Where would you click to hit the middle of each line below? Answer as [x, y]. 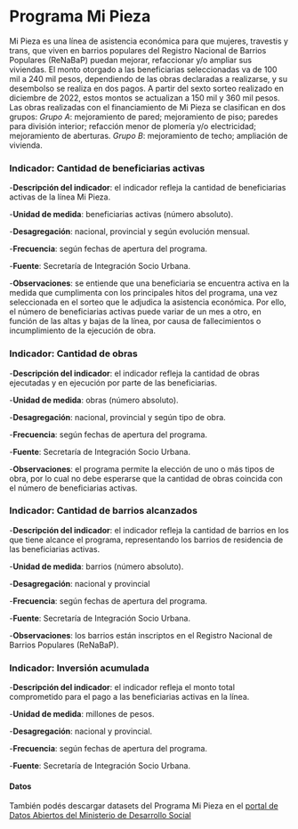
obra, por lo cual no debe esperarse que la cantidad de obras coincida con [146, 478]
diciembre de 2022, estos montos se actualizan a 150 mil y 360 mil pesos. [145, 98]
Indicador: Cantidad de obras [73, 354]
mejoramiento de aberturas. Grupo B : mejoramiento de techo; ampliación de [149, 135]
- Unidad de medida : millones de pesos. [82, 714]
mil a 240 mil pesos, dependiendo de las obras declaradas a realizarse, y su [149, 78]
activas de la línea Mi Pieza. [60, 197]
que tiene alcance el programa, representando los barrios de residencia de [146, 540]
